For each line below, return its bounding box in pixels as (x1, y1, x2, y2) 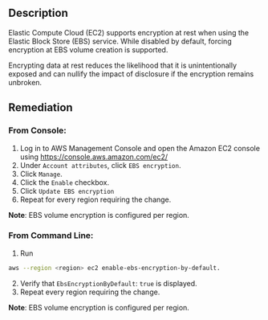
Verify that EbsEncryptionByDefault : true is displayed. (19, 278, 198, 288)
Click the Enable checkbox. (19, 177, 110, 187)
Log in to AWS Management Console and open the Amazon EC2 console (19, 143, 261, 153)
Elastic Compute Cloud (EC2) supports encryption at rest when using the (8, 27, 250, 37)
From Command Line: (8, 230, 94, 241)
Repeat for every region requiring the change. (19, 195, 172, 204)
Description (8, 6, 68, 20)
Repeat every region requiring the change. (19, 287, 160, 297)
